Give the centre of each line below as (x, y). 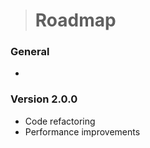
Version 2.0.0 (44, 99)
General (30, 52)
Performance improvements (82, 131)
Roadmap (75, 20)
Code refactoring (60, 121)
